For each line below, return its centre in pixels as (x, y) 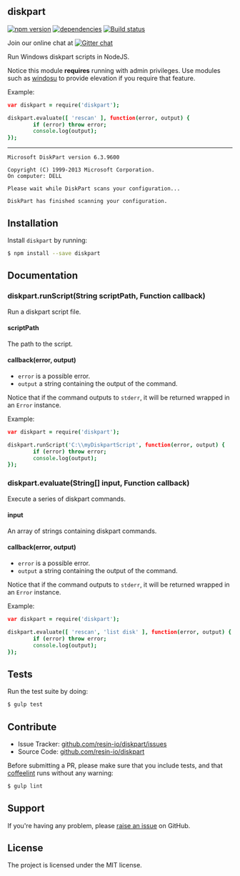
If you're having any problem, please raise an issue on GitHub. (99, 825)
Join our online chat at (40, 43)
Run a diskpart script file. (44, 312)
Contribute (32, 727)
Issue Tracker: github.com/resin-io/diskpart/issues (92, 744)
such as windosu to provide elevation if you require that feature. (101, 78)
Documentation (43, 275)
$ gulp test (25, 705)
